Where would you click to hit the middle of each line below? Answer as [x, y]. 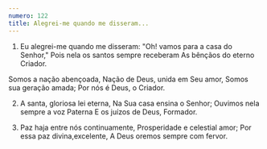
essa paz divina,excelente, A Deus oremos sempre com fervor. [123, 136]
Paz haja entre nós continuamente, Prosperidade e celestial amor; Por [136, 127]
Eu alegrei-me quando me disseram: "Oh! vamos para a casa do [126, 46]
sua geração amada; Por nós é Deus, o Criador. [87, 87]
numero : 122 [28, 16]
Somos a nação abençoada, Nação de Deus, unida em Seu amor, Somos [128, 79]
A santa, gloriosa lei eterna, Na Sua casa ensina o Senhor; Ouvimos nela [140, 103]
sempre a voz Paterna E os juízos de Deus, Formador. [109, 112]
